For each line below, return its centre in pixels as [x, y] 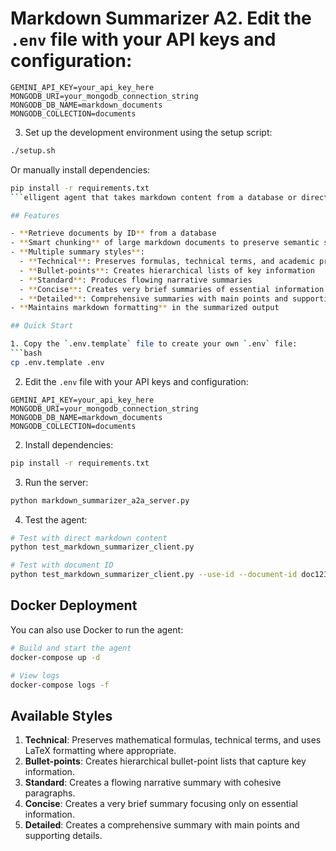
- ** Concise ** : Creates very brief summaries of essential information [172, 289]
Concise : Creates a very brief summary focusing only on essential [161, 804]
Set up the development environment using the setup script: [148, 132]
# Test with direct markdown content [89, 538]
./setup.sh [33, 150]
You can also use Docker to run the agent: [97, 629]
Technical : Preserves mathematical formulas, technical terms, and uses [173, 740]
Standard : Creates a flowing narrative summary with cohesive [153, 783]
